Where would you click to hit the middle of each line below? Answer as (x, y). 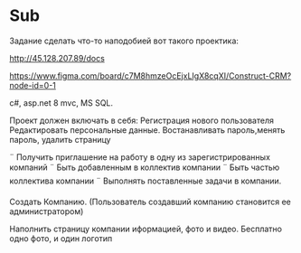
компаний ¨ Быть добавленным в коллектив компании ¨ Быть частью (145, 167)
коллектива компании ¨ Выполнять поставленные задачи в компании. (146, 181)
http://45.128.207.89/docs (57, 58)
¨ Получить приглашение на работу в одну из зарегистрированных (140, 157)
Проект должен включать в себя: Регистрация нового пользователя (141, 120)
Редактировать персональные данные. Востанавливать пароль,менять (147, 130)
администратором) (47, 211)
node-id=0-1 (33, 85)
